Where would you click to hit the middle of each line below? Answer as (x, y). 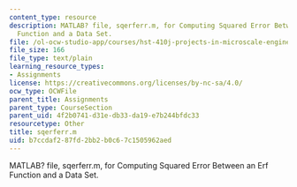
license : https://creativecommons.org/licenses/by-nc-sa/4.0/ (126, 83)
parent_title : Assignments (59, 99)
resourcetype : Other (47, 124)
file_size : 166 (37, 50)
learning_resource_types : (57, 67)
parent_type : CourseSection (61, 108)
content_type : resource (53, 17)
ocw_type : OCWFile (43, 91)
